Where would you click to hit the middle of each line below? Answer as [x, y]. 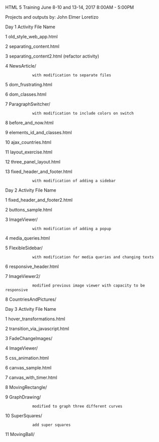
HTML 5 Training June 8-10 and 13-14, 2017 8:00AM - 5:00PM [70, 7]
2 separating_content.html [32, 46]
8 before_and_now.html [29, 123]
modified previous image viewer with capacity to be [88, 286]
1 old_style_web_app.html [31, 37]
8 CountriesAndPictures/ [31, 299]
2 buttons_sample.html [29, 210]
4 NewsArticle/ [21, 66]
